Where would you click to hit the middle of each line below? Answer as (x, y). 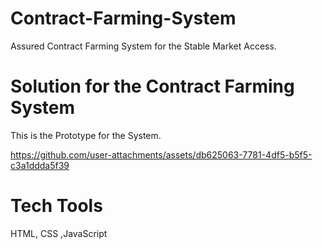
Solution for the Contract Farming (152, 86)
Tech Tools (56, 206)
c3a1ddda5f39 (40, 165)
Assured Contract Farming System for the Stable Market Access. (143, 46)
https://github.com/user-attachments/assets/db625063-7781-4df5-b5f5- (161, 154)
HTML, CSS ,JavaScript (59, 233)
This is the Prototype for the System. (86, 135)
